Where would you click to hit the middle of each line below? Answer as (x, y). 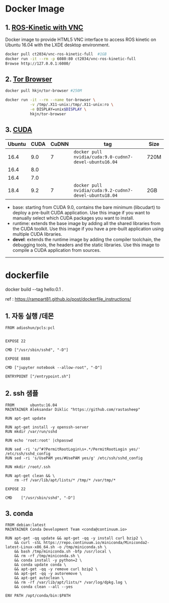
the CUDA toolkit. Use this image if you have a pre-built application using (88, 229)
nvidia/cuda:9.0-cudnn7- (103, 157)
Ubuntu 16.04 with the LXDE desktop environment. (57, 45)
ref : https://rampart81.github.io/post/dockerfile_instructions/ (68, 299)
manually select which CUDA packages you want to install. (73, 218)
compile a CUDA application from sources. (57, 250)
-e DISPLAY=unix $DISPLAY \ (58, 109)
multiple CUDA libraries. (37, 234)
